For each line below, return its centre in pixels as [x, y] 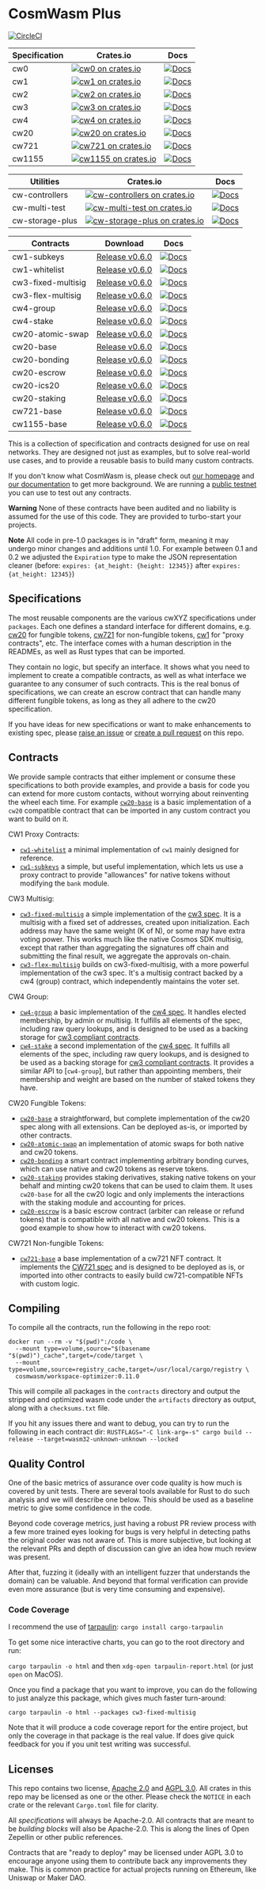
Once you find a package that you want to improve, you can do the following [132, 1690]
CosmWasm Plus [65, 14]
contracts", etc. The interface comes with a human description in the [120, 643]
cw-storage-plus [45, 220]
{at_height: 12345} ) [42, 573]
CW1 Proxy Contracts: [44, 834]
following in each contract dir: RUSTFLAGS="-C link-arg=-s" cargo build [125, 1432]
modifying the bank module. [64, 883]
